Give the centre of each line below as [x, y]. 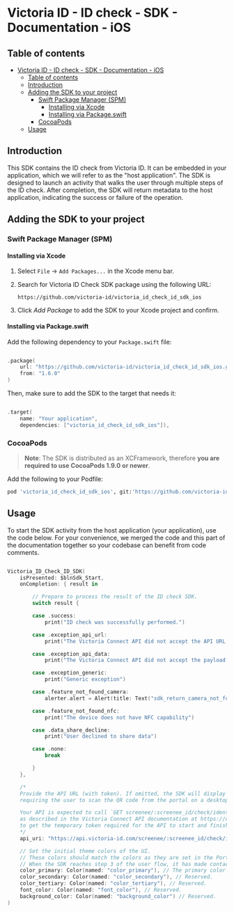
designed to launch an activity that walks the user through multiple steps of [115, 182]
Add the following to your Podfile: [55, 479]
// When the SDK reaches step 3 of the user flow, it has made [114, 864]
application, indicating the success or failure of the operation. [95, 197]
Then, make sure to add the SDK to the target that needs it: [92, 393]
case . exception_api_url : [70, 635]
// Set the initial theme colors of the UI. [85, 851]
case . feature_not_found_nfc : [76, 711]
